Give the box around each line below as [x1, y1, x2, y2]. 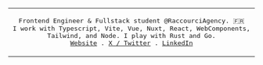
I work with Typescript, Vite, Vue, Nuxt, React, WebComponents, [13, 25, 250, 32]
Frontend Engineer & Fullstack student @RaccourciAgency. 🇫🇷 [18, 17, 245, 25]
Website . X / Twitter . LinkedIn [70, 39, 193, 47]
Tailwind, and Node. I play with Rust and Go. [46, 32, 217, 39]
